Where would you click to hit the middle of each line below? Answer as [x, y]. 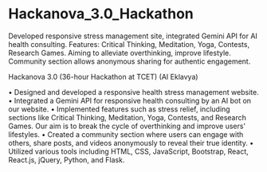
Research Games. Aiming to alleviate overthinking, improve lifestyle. [120, 53]
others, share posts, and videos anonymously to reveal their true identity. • [131, 143]
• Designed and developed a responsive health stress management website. [133, 92]
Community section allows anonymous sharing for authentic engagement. [130, 61]
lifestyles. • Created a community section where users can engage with [126, 134]
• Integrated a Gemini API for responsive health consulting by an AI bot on [130, 100]
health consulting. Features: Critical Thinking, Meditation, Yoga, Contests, [129, 44]
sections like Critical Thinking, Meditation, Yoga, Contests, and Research [128, 117]
